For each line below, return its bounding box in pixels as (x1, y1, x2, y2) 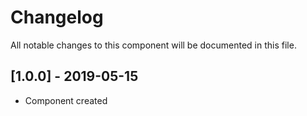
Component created (24, 94, 108, 106)
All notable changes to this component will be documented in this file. (10, 39, 297, 51)
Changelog (10, 6, 104, 29)
